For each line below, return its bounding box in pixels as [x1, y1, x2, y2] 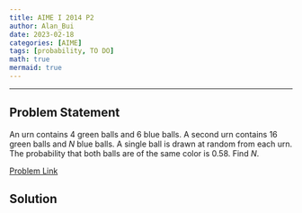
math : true [9, 55, 50, 64]
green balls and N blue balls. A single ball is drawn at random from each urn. [9, 138, 293, 149]
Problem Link [9, 165, 58, 176]
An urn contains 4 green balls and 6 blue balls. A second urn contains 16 [9, 129, 279, 139]
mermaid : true [9, 64, 63, 73]
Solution [9, 191, 58, 207]
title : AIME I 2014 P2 [9, 13, 94, 22]
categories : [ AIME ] [9, 38, 83, 48]
